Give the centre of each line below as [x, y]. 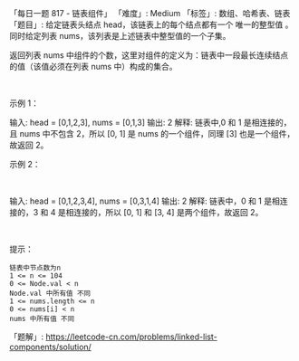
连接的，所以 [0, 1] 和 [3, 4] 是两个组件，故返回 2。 [169, 212]
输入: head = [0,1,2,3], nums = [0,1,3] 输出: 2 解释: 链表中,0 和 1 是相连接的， [150, 122]
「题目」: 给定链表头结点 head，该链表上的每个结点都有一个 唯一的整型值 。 [151, 24]
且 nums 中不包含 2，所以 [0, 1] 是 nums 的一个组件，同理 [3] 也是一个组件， [152, 133]
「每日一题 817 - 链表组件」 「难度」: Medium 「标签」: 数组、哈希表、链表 [150, 13]
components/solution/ [51, 347]
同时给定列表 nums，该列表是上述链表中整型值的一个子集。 [120, 36]
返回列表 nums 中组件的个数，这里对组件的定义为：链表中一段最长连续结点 [149, 55]
